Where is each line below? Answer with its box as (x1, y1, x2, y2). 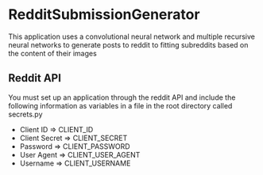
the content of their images (8, 48, 97, 58)
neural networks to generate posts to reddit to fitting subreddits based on (8, 40, 249, 49)
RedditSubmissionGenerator (8, 6, 200, 24)
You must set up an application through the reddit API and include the (8, 93, 236, 102)
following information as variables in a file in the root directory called (8, 101, 233, 110)
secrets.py (8, 109, 43, 119)
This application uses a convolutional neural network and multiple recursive (8, 32, 256, 41)
